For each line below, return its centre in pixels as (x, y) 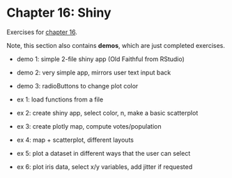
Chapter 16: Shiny (59, 13)
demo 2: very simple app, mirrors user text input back (94, 72)
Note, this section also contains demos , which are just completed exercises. (116, 45)
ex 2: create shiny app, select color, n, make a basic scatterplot (107, 113)
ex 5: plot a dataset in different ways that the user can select (103, 153)
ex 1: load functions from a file (60, 99)
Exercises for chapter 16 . (42, 32)
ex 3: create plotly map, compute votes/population (89, 126)
